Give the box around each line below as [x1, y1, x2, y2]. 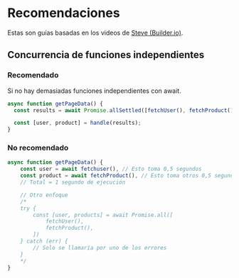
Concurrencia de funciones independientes [7, 49, 205, 61]
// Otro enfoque [20, 191, 69, 199]
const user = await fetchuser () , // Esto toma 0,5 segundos [20, 165, 202, 173]
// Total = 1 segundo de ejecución [20, 179, 126, 186]
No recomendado [7, 143, 69, 153]
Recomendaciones [7, 5, 120, 21]
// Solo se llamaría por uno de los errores [33, 244, 167, 251]
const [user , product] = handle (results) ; [14, 119, 142, 127]
